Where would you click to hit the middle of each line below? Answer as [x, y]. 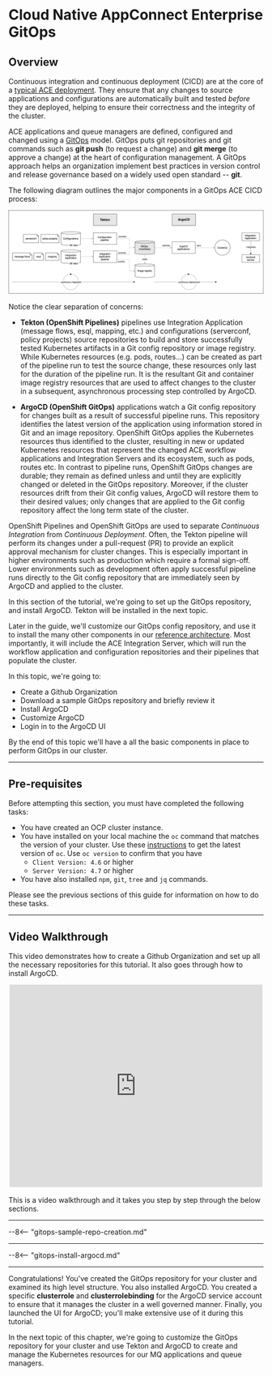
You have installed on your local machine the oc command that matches [140, 837]
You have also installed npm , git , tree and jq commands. [114, 880]
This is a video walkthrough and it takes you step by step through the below [134, 1200]
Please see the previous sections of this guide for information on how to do [134, 895]
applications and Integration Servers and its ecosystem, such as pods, [137, 458]
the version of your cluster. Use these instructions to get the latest [130, 845]
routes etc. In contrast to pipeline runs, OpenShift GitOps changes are [136, 467]
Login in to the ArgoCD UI [63, 726]
